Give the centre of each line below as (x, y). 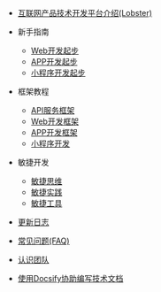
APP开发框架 (54, 132)
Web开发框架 (55, 121)
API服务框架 (53, 110)
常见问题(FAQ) (43, 241)
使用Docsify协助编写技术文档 (70, 278)
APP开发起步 (54, 61)
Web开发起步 (55, 50)
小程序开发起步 (58, 73)
